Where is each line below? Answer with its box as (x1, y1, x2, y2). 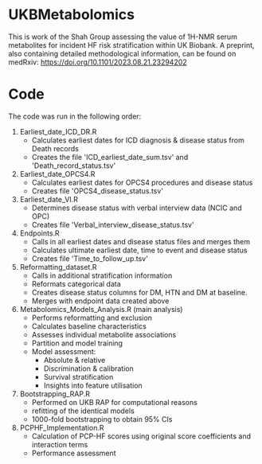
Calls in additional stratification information (31, 271, 173, 280)
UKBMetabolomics (8, 6, 135, 24)
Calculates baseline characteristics (31, 321, 147, 331)
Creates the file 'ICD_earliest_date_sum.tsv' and (31, 152, 189, 162)
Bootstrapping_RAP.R (19, 388, 90, 399)
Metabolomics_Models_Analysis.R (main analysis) (19, 304, 183, 314)
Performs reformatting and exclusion (31, 313, 153, 322)
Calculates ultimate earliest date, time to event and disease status (31, 245, 248, 255)
